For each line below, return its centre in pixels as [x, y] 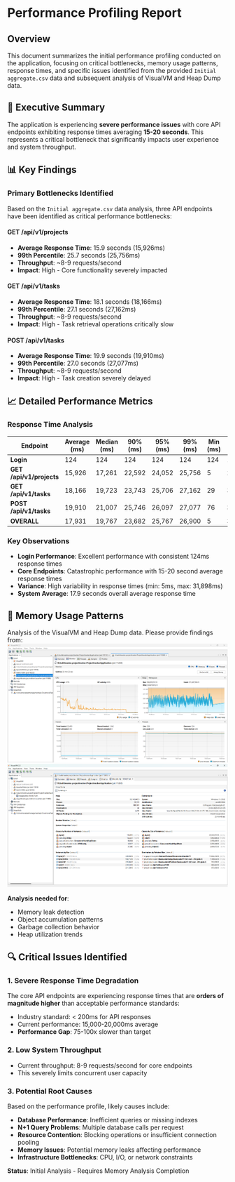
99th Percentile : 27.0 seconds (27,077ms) [78, 364]
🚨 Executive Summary [56, 108]
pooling [28, 1142]
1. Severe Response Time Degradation [73, 981]
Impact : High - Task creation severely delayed [84, 378]
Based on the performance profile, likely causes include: [88, 1106]
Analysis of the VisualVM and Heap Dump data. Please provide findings [110, 632]
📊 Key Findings [42, 170]
